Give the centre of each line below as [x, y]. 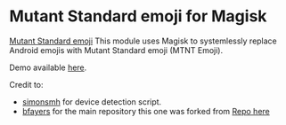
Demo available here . [48, 67]
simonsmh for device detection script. [92, 102]
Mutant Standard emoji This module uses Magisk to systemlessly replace [143, 41]
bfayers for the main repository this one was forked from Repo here [146, 111]
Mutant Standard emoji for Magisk [138, 16]
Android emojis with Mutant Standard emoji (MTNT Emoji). [116, 50]
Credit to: [26, 84]
